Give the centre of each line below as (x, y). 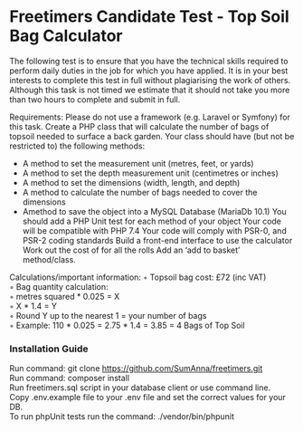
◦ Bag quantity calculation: (59, 286)
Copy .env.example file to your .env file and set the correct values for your (148, 397)
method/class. (49, 259)
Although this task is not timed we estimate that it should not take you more (150, 90)
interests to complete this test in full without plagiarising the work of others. (150, 80)
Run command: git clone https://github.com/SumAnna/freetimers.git (136, 369)
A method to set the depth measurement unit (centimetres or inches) (150, 173)
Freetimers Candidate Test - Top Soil (149, 17)
